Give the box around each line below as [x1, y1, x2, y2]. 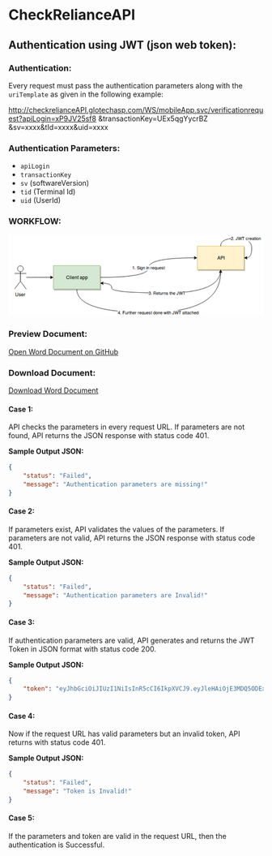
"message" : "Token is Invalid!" [23, 787, 132, 796]
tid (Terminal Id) [19, 187, 76, 196]
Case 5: [8, 813, 35, 823]
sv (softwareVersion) [19, 179, 90, 188]
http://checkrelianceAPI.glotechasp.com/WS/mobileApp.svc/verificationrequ [8, 105, 264, 114]
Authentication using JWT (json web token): [8, 38, 236, 52]
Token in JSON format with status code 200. [8, 643, 156, 654]
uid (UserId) [19, 196, 62, 205]
